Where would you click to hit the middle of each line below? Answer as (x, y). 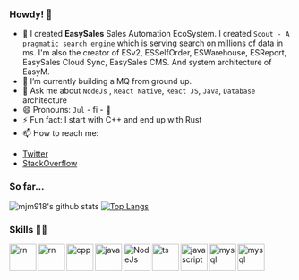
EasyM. (36, 72)
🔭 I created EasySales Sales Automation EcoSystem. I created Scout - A (156, 34)
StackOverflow (50, 164)
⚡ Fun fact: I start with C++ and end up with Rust (112, 120)
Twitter (35, 154)
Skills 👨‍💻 (29, 229)
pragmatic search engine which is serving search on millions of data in (153, 43)
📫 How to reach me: (60, 133)
